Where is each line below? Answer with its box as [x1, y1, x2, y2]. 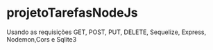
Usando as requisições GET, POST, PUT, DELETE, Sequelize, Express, [6, 28, 207, 36]
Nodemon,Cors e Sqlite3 [6, 35, 77, 43]
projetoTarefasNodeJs [6, 5, 138, 21]
